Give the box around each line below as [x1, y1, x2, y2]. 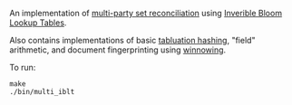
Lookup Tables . [9, 17, 67, 28]
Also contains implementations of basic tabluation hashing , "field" [9, 35, 256, 45]
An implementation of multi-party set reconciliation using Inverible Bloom [9, 8, 283, 18]
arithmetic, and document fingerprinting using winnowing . [9, 44, 227, 55]
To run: [9, 62, 36, 72]
